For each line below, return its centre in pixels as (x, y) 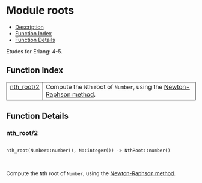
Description (29, 27)
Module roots (40, 10)
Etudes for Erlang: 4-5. (35, 51)
